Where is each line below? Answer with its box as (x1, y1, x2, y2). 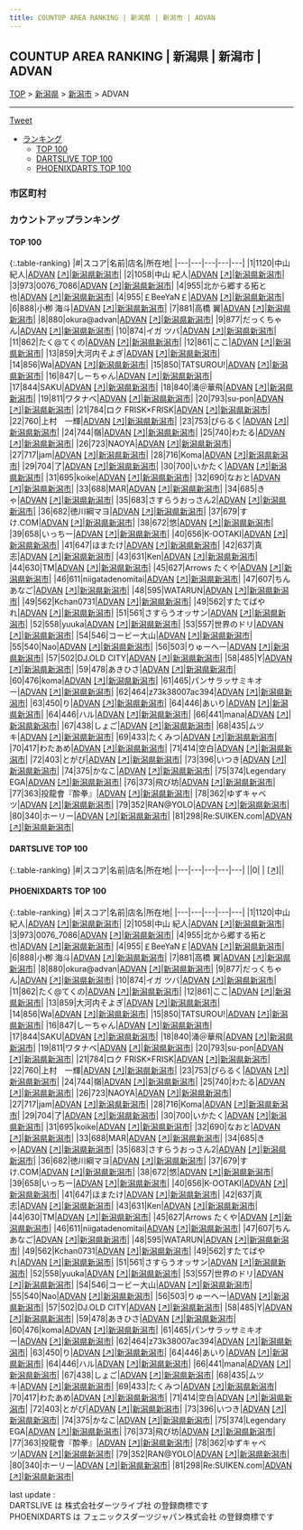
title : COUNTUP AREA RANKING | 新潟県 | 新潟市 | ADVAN (9, 13, 216, 23)
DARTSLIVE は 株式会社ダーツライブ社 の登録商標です (9, 1499, 209, 1510)
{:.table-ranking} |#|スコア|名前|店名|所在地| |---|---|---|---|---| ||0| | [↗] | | (9, 864, 285, 876)
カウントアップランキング (9, 214, 120, 227)
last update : (9, 1488, 56, 1499)
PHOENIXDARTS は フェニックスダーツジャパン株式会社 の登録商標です (9, 1511, 275, 1522)
